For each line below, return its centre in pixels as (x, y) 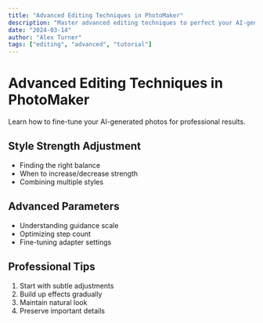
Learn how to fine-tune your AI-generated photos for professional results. (127, 122)
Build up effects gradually (61, 294)
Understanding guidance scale (69, 225)
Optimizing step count (55, 234)
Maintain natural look (53, 302)
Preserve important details (62, 310)
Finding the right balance (59, 165)
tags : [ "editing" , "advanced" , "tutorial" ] (80, 45)
